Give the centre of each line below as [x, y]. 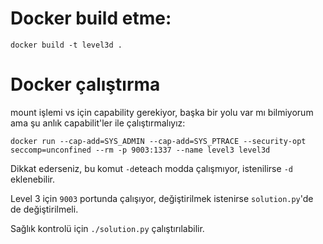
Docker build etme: [91, 18]
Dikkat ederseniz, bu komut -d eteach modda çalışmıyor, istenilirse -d [151, 168]
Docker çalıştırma [85, 84]
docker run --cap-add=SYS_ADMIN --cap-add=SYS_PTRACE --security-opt [158, 141]
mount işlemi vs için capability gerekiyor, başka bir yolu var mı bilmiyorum [162, 112]
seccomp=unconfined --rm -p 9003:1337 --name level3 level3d [140, 150]
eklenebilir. [33, 179]
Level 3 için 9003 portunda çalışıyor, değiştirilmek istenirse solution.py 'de [162, 198]
